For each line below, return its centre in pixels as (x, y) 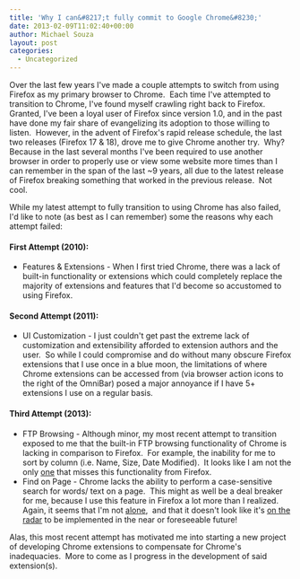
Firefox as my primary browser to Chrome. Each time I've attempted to (140, 94)
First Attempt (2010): (49, 247)
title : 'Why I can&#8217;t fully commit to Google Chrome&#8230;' (136, 18)
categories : (31, 51)
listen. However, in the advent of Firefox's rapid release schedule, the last (146, 132)
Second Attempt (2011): (54, 316)
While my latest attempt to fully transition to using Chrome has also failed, (145, 207)
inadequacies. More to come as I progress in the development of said (138, 556)
